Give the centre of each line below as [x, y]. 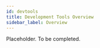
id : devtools [22, 11]
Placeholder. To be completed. [43, 39]
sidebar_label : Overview [37, 22]
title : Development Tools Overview [50, 17]
